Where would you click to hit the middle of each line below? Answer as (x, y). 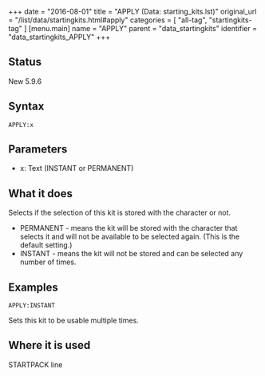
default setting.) (46, 245)
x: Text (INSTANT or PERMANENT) (77, 168)
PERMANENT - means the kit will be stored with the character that (129, 228)
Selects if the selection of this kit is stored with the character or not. (120, 213)
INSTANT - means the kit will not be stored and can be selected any (131, 254)
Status (25, 62)
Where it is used (49, 345)
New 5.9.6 (25, 81)
